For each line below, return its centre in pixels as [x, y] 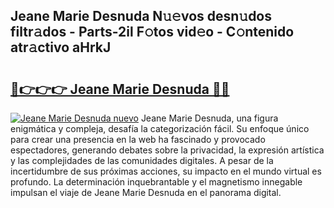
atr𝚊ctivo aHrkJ [61, 47]
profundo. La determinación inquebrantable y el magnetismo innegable [156, 182]
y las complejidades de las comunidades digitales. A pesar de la [142, 160]
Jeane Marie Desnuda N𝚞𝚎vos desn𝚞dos [141, 16]
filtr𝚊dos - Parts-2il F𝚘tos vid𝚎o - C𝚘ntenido [152, 32]
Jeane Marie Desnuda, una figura [209, 118]
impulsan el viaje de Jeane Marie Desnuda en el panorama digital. [146, 192]
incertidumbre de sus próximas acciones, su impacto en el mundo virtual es [166, 171]
